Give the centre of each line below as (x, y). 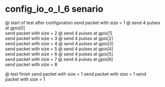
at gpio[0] (15, 28)
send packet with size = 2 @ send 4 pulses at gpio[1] (59, 33)
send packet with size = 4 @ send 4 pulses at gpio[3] (59, 43)
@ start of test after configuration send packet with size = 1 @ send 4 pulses (83, 23)
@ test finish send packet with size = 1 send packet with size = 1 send (76, 74)
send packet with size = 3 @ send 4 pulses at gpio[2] (59, 38)
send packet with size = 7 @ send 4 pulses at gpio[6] (59, 59)
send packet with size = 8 (31, 64)
